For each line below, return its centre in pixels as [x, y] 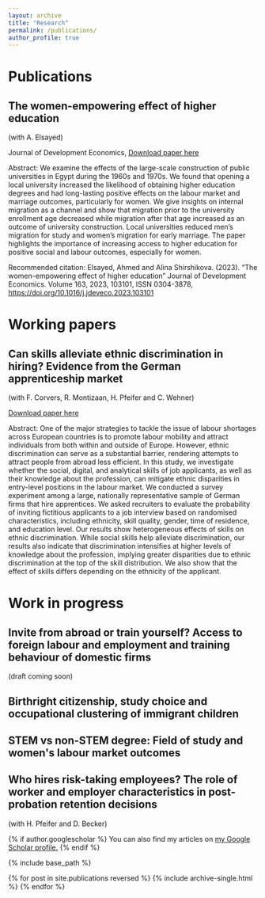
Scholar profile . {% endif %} [54, 847]
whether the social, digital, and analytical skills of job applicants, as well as [130, 470]
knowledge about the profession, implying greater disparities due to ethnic [130, 554]
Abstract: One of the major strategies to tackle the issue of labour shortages [132, 428]
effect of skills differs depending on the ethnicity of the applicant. [115, 572]
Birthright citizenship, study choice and [108, 701]
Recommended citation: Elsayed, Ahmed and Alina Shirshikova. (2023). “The [133, 268]
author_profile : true [44, 38]
